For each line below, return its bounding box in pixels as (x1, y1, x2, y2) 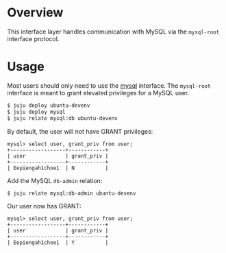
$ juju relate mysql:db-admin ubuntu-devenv (7, 190, 136, 197)
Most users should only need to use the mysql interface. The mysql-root (7, 81, 211, 90)
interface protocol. (7, 34, 60, 43)
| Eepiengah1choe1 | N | (7, 165, 109, 171)
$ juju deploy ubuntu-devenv (7, 101, 90, 109)
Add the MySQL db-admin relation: (7, 176, 103, 184)
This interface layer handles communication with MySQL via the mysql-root (7, 27, 220, 36)
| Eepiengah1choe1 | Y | (7, 239, 109, 246)
